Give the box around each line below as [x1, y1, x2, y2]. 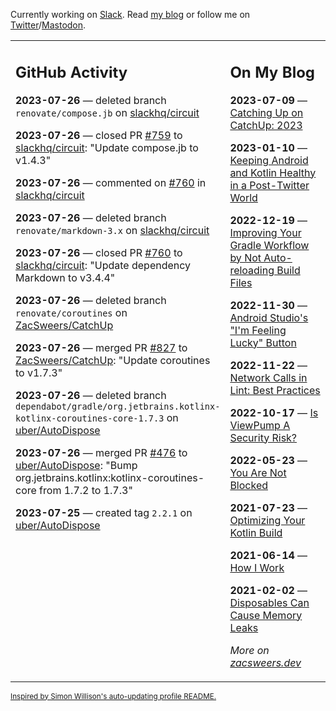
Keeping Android [229, 153, 309, 167]
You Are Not [229, 465, 287, 479]
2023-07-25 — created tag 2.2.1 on [15, 505, 193, 519]
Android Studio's [229, 310, 309, 324]
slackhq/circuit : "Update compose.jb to [15, 140, 199, 154]
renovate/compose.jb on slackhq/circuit [15, 105, 200, 119]
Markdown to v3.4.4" [15, 270, 116, 284]
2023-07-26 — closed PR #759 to [15, 128, 183, 142]
